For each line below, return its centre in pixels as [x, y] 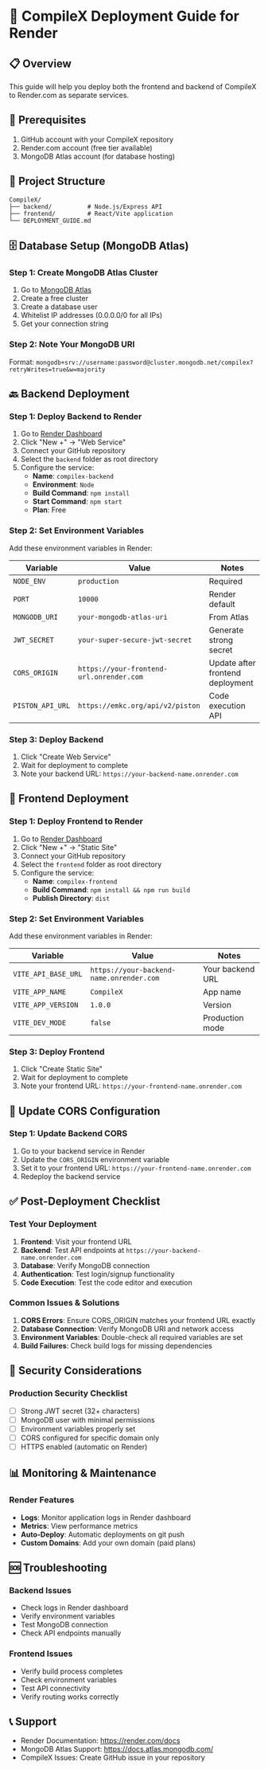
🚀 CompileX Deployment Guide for [124, 16]
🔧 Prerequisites [48, 120]
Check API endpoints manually [71, 1633]
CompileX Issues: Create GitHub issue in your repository [113, 1758]
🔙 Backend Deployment [69, 394]
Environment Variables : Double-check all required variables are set [132, 1337]
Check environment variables [69, 1679]
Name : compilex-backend [73, 476]
